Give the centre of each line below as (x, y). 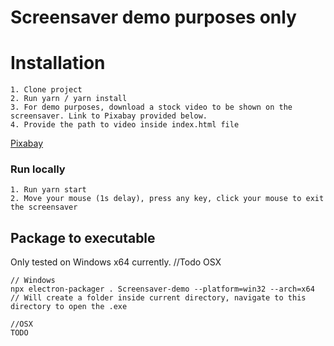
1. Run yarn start (48, 190)
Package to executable (83, 237)
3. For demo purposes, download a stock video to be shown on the (151, 107)
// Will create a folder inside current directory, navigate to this (158, 298)
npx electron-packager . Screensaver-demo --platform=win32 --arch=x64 (162, 289)
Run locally (38, 169)
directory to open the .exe (69, 307)
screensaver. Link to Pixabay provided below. (109, 116)
